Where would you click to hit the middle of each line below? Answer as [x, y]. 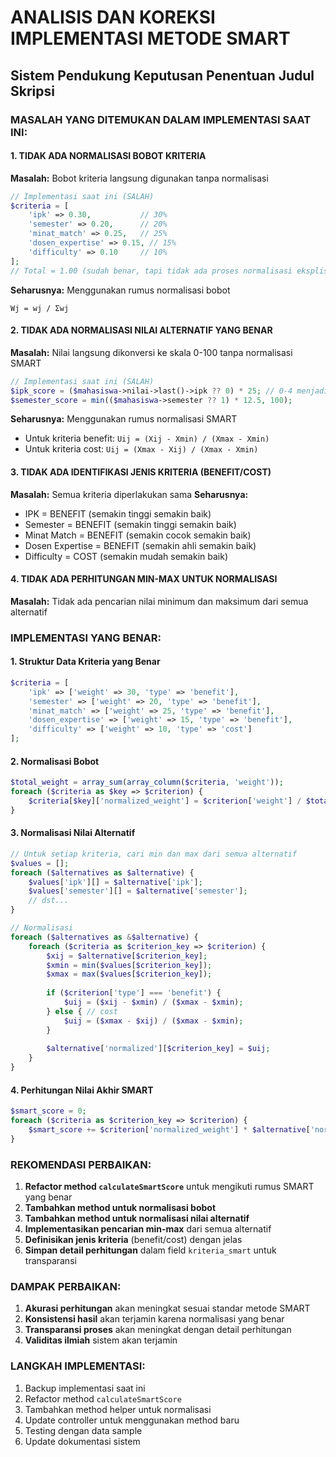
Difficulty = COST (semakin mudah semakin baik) [126, 556]
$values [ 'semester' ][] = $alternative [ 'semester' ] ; [138, 891]
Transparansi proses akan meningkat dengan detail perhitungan [158, 1330]
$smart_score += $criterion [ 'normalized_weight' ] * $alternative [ [169, 1130]
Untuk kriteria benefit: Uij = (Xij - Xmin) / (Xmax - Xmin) [147, 438]
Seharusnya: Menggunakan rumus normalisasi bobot [120, 290]
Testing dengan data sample [83, 1430]
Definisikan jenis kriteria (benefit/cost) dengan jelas [133, 1240]
